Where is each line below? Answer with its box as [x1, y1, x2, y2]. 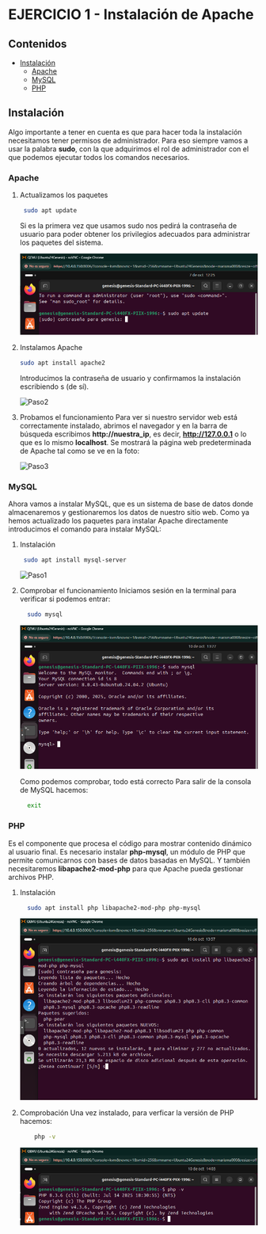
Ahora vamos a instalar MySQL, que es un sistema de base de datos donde [8, 499, 253, 508]
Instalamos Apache [19, 343, 83, 352]
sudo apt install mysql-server [23, 556, 127, 564]
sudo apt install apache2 [19, 359, 105, 368]
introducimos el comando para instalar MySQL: [8, 524, 161, 534]
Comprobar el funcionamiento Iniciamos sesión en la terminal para [19, 586, 237, 596]
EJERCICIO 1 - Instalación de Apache [8, 6, 254, 24]
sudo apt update [23, 207, 78, 215]
